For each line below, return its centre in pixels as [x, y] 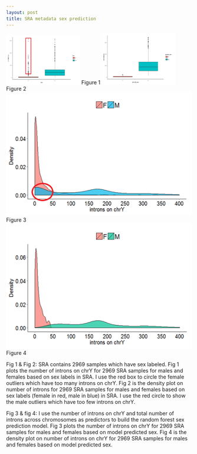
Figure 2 [16, 88]
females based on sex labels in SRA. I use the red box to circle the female [95, 377]
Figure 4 [16, 353]
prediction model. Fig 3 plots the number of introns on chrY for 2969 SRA [95, 426]
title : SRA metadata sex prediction [51, 19]
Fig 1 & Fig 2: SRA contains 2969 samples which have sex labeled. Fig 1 [93, 364]
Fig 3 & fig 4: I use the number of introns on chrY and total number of [90, 413]
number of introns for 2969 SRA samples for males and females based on [96, 390]
